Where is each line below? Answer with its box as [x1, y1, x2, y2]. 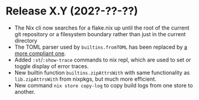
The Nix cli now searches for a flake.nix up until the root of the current [14, 24, 190, 31]
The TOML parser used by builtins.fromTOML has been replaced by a [14, 43, 188, 51]
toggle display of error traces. [14, 62, 89, 70]
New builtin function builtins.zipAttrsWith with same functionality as [14, 69, 190, 76]
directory [14, 37, 38, 44]
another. [14, 88, 36, 95]
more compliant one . [14, 49, 67, 57]
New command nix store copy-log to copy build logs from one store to [14, 81, 193, 89]
